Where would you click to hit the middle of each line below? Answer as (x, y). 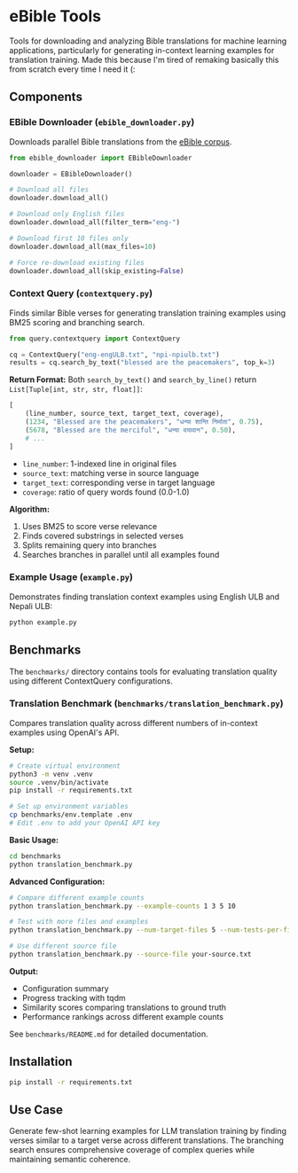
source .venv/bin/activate (59, 782)
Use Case (36, 1110)
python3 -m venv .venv (51, 774)
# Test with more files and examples (79, 922)
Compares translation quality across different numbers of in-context (134, 723)
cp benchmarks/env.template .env (71, 815)
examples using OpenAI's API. (64, 732)
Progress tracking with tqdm (74, 997)
